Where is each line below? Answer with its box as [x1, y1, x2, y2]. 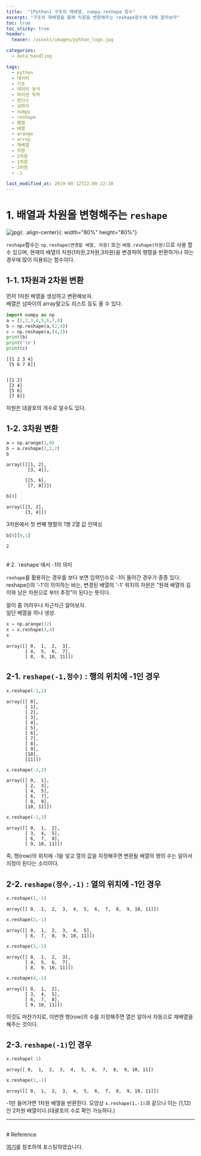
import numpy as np [6, 312, 55, 318]
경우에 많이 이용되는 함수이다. [6, 256, 75, 263]
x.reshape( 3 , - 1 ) [6, 943, 47, 949]
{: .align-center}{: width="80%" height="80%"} [20, 229, 138, 236]
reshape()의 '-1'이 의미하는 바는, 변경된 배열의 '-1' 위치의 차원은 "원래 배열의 [6, 582, 185, 589]
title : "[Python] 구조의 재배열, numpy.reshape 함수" [6, 8, 136, 15]
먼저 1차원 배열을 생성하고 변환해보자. [6, 292, 93, 300]
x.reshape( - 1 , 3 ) [6, 814, 47, 820]
